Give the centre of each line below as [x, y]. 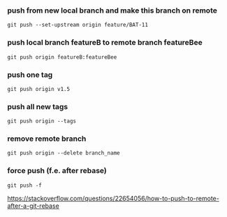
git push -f [24, 185]
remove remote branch [47, 139]
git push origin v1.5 [39, 89]
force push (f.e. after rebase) [57, 171]
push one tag [30, 74]
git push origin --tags [42, 121]
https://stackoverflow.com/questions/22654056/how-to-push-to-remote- [113, 198]
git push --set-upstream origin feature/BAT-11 [78, 25]
